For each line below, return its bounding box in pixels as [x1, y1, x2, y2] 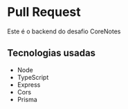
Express [17, 81, 41, 89]
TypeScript [17, 73, 49, 81]
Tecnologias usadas [7, 47, 95, 59]
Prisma [17, 95, 38, 103]
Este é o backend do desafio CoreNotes [7, 27, 121, 35]
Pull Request [7, 4, 81, 20]
